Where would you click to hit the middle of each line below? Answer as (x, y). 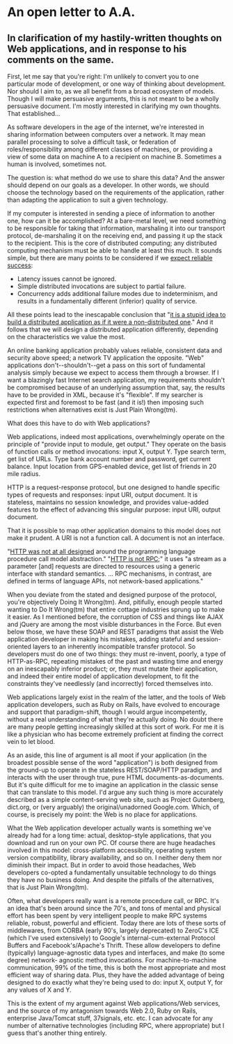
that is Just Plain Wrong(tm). (48, 887)
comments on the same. (61, 60)
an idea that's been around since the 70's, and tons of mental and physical (114, 908)
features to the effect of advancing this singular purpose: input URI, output (114, 509)
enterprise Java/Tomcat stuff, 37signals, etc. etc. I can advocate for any (110, 1018)
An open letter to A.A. (71, 12)
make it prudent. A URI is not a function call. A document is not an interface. (116, 538)
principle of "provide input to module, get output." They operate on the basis (117, 444)
